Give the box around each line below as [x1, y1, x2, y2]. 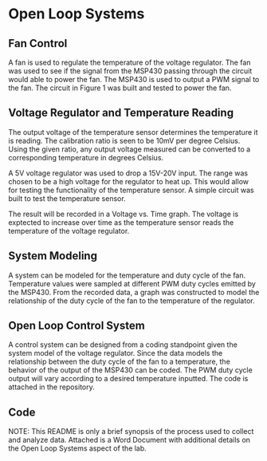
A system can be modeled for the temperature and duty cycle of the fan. [8, 270, 246, 280]
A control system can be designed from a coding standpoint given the [8, 340, 238, 349]
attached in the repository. [8, 382, 96, 392]
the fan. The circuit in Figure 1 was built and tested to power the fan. [8, 83, 232, 93]
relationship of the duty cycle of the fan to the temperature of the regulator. [8, 296, 255, 305]
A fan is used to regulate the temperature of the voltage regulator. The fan [8, 57, 251, 67]
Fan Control [8, 37, 68, 50]
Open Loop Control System [8, 319, 145, 333]
